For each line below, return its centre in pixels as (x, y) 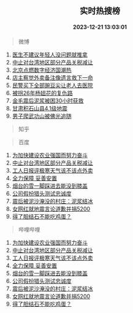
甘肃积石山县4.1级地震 (40, 108)
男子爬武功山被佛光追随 (42, 116)
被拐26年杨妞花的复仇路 (43, 93)
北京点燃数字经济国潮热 (42, 70)
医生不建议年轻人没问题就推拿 (50, 55)
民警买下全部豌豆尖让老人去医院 (52, 85)
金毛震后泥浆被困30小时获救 (48, 101)
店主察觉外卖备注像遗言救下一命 (52, 77)
